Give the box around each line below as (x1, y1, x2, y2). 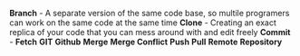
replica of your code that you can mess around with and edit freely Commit (9, 27, 291, 37)
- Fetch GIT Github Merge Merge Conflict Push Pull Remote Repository (9, 36, 283, 47)
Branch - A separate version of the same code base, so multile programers (9, 8, 290, 18)
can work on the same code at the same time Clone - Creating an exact (9, 17, 276, 28)
